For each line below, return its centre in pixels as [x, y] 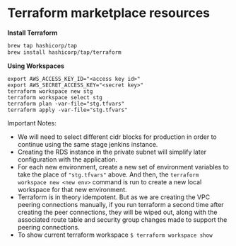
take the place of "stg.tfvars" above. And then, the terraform [108, 174]
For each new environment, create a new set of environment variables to [123, 167]
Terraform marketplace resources [109, 13]
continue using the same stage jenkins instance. [88, 144]
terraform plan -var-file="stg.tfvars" [66, 104]
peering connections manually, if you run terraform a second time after [120, 204]
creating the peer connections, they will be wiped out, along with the [117, 212]
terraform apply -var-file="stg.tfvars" [68, 110]
